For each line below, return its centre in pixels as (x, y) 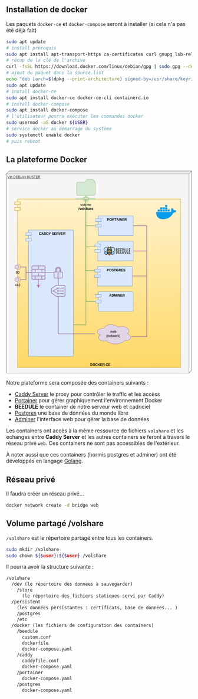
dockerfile (35, 643)
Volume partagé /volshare (55, 524)
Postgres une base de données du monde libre (71, 413)
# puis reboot (24, 141)
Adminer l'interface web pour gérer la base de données (82, 419)
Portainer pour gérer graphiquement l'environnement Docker (88, 401)
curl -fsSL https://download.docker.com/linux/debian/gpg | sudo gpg (93, 67)
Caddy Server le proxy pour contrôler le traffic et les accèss (87, 394)
